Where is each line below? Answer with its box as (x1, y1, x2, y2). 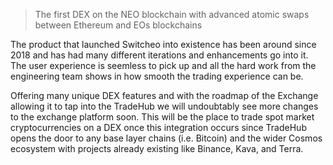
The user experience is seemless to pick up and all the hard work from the (10, 60, 317, 71)
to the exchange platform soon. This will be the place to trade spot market (10, 111, 315, 123)
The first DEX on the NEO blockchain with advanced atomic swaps (34, 9, 310, 20)
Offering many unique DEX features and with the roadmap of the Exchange (10, 90, 319, 101)
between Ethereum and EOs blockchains (34, 19, 203, 31)
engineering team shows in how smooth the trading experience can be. (10, 70, 304, 82)
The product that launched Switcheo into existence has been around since (10, 39, 317, 50)
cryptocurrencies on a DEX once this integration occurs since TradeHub (10, 122, 307, 133)
